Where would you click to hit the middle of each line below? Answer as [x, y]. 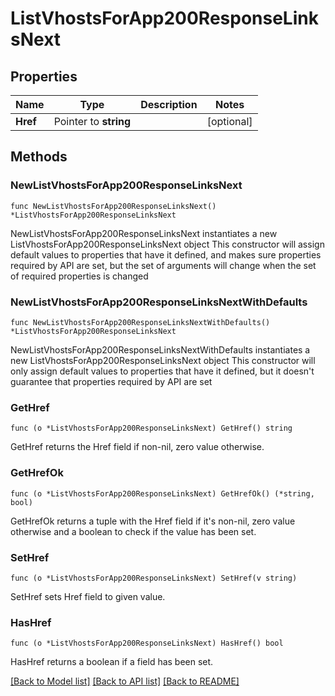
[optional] [229, 121]
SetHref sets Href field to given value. [88, 596]
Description [169, 104]
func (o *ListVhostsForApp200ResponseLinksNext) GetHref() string [151, 428]
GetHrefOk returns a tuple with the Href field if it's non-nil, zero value [153, 521]
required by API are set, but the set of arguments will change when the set [163, 265]
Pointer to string [92, 121]
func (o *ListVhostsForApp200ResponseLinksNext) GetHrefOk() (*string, [162, 493]
